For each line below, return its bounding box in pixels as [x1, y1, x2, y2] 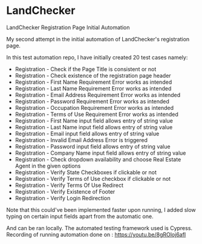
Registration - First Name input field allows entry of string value [15, 117, 174, 124]
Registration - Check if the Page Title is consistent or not [15, 65, 157, 73]
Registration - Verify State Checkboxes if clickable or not [15, 168, 157, 176]
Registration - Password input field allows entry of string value [15, 143, 171, 150]
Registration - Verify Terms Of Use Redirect [15, 181, 124, 189]
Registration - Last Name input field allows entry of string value [15, 123, 173, 130]
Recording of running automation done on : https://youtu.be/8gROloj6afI [6, 231, 186, 238]
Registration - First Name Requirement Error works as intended [15, 78, 172, 86]
